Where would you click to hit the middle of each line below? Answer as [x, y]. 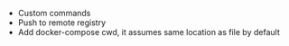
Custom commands [54, 13]
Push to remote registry [62, 23]
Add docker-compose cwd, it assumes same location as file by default [149, 32]
